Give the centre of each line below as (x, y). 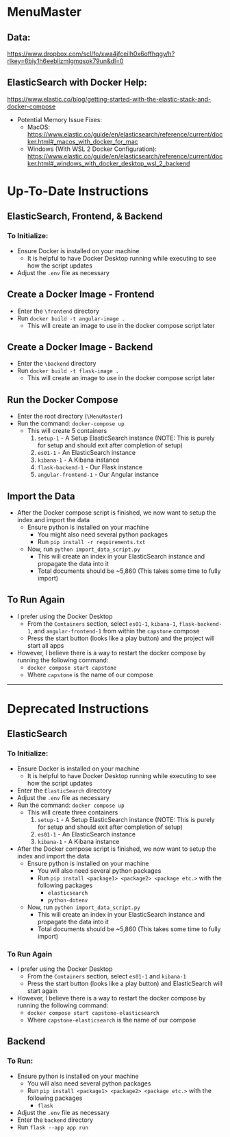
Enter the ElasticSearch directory (64, 790)
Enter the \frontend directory (58, 311)
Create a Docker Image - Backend (80, 347)
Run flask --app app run (53, 1127)
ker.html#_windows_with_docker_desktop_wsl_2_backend (108, 163)
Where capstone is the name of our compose (90, 675)
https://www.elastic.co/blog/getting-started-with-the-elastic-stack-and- (109, 99)
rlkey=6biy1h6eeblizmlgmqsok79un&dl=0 (65, 61)
